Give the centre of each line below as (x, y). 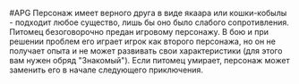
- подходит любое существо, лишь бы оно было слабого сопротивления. (149, 22)
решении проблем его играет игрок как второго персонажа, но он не (142, 41)
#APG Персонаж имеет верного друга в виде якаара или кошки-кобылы (148, 13)
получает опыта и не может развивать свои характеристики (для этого (146, 51)
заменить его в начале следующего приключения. (107, 70)
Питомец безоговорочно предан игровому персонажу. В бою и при (139, 32)
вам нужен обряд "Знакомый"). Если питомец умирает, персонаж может (149, 60)
